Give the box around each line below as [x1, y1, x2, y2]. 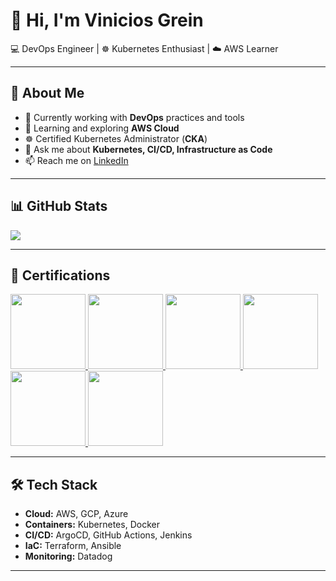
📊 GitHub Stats [10, 198, 108, 215]
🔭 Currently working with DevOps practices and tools [24, 111, 245, 123]
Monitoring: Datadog [24, 550, 113, 563]
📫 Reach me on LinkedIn [24, 154, 129, 166]
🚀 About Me [10, 85, 85, 102]
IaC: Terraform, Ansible [24, 540, 122, 552]
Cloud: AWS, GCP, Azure [24, 508, 129, 520]
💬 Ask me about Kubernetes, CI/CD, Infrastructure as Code [24, 143, 273, 155]
